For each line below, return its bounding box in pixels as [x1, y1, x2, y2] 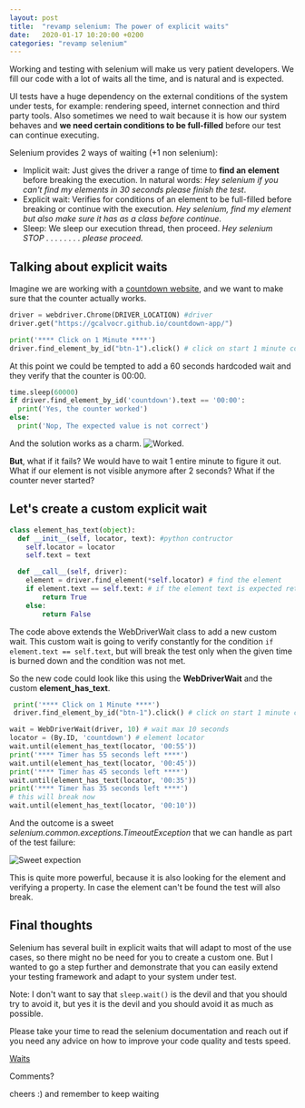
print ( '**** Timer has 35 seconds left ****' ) [9, 784, 189, 793]
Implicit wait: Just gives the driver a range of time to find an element [22, 165, 280, 176]
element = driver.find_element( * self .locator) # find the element [25, 575, 282, 585]
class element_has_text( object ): [9, 525, 136, 534]
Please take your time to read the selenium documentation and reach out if [9, 1025, 289, 1036]
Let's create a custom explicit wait [9, 502, 207, 517]
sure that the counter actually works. [9, 293, 147, 304]
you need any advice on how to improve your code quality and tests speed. [9, 1035, 291, 1046]
